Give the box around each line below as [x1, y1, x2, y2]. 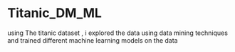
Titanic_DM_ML [7, 5, 102, 21]
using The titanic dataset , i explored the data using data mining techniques [7, 28, 228, 37]
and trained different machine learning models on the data [7, 36, 178, 44]
